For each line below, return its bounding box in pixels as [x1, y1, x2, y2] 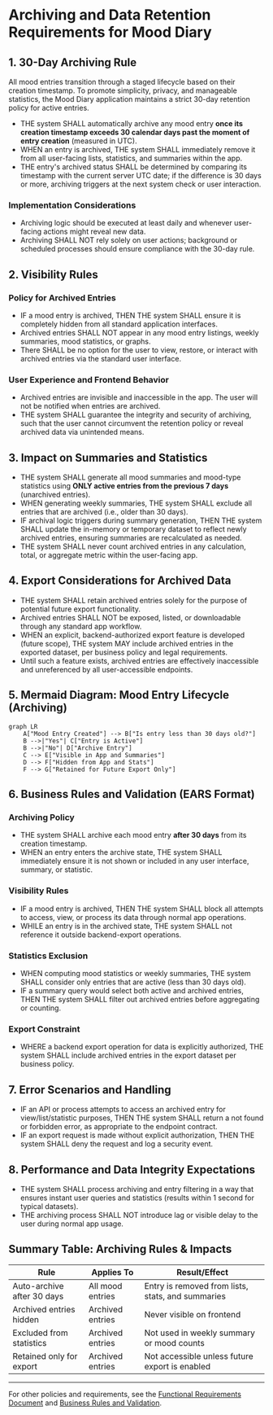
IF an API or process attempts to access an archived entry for [19, 1105, 226, 1115]
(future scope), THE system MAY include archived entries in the [19, 638, 234, 648]
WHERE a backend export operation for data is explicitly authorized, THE [19, 1042, 264, 1052]
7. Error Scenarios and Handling [8, 1083, 172, 1097]
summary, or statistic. [19, 865, 93, 874]
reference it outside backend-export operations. [19, 930, 182, 940]
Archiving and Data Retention [8, 6, 211, 24]
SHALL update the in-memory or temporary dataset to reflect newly [19, 524, 247, 534]
